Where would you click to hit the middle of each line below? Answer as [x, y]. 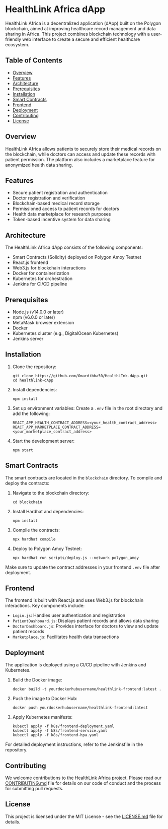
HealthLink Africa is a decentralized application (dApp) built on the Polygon [83, 23]
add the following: [31, 413]
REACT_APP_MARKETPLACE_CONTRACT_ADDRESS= [56, 427]
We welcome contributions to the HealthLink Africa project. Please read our [83, 778]
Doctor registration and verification [49, 198]
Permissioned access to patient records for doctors [66, 209]
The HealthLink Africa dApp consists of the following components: [74, 247]
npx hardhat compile [34, 539]
